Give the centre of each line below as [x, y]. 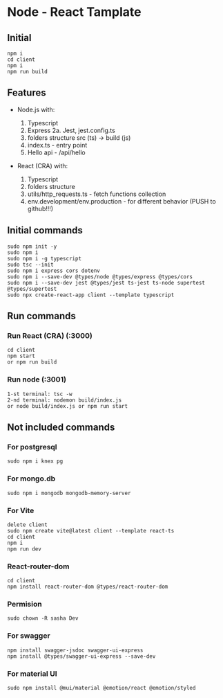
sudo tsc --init [30, 265]
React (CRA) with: [42, 165]
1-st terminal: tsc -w [40, 394]
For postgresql [32, 447]
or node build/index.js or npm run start [68, 406]
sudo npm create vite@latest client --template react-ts [91, 530]
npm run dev [24, 549]
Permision [25, 605]
